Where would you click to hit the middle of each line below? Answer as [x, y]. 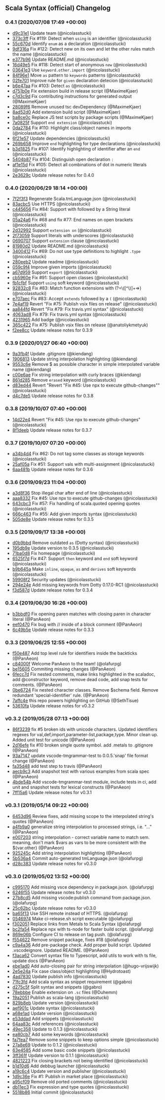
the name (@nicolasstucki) [40, 54]
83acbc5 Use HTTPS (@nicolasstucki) [51, 204]
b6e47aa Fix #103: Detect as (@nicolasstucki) [59, 86]
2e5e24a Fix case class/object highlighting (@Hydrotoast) [71, 971]
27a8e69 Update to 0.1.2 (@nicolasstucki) [55, 1045]
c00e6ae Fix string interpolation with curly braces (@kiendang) [77, 375]
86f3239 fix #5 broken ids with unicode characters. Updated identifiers [85, 729]
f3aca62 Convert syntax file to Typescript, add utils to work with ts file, [84, 955]
